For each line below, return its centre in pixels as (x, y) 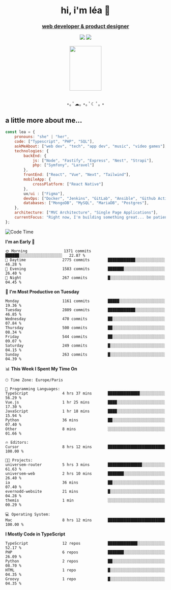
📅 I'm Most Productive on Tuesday (42, 291)
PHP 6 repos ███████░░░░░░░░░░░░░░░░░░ (85, 552)
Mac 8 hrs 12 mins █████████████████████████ (85, 520)
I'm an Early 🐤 (20, 242)
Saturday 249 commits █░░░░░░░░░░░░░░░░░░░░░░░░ (85, 345)
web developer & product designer (85, 26)
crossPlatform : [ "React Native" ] (68, 184)
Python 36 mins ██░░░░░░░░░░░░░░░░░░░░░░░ (85, 420)
